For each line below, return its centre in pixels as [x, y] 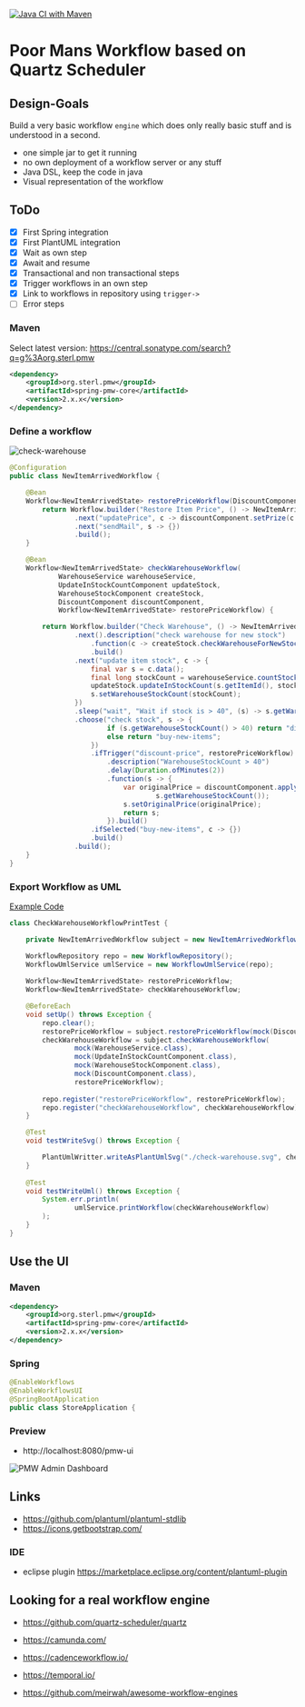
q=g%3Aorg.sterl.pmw [52, 357]
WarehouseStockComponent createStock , [131, 594]
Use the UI [39, 1262]
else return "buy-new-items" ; [164, 736]
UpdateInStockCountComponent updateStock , [139, 585]
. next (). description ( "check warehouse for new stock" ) [180, 635]
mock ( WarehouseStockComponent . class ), [148, 1065]
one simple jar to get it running [80, 153]
